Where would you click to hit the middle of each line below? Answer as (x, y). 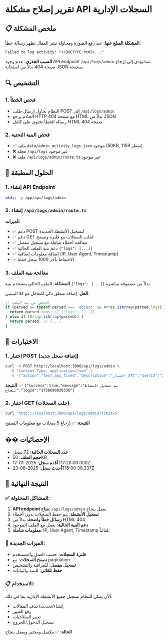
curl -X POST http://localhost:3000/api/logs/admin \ (62, 366)
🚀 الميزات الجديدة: (25, 543)
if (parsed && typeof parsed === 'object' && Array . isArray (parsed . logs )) (85, 307)
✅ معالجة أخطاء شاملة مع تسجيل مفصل (50, 242)
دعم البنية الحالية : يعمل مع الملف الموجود (50, 525)
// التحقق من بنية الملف (27, 303)
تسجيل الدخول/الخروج (33, 622)
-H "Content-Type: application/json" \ (51, 371)
